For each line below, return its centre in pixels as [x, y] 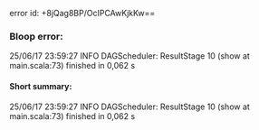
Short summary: [41, 86]
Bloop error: [36, 36]
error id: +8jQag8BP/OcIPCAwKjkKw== [82, 13]
